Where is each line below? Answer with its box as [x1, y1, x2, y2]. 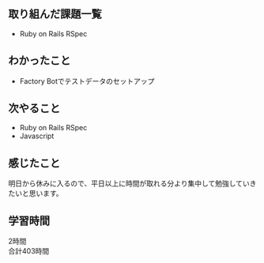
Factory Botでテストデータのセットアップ [19, 76, 155, 85]
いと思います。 [14, 189, 63, 198]
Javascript [19, 131, 55, 141]
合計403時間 [8, 246, 50, 256]
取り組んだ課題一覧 [8, 7, 102, 21]
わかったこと [8, 54, 71, 67]
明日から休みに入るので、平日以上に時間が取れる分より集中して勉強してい [8, 178, 251, 188]
